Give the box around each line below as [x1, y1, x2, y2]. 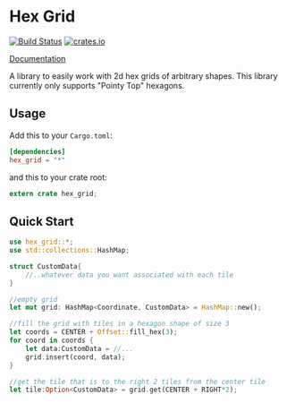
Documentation [9, 53, 66, 64]
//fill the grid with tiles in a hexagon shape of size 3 [9, 320, 230, 329]
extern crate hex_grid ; [9, 189, 98, 198]
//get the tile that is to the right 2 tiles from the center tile [9, 377, 266, 386]
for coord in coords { [9, 336, 94, 346]
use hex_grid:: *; [9, 237, 74, 247]
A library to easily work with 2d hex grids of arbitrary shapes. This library [9, 70, 279, 81]
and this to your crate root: [9, 172, 107, 183]
